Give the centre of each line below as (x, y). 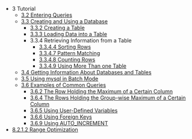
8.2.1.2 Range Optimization (45, 129)
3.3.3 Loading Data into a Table (68, 34)
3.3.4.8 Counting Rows (67, 60)
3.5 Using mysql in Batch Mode (60, 78)
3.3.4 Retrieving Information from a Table (81, 40)
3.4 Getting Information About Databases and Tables (86, 72)
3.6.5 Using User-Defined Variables (74, 111)
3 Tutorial (24, 9)
